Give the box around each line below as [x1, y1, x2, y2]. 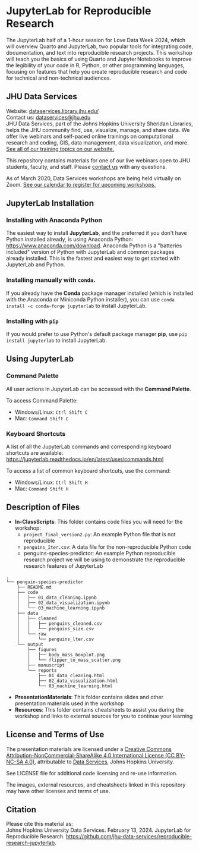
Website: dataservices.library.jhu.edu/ [6, 107, 99, 114]
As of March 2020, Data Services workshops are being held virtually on [6, 174, 181, 182]
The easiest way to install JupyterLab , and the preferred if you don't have [6, 229, 187, 237]
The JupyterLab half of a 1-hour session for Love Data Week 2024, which [6, 36, 186, 43]
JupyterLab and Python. [6, 261, 65, 268]
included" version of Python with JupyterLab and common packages [6, 249, 175, 256]
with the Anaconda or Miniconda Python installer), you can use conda [6, 295, 175, 303]
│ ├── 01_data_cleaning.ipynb [17, 595, 97, 601]
